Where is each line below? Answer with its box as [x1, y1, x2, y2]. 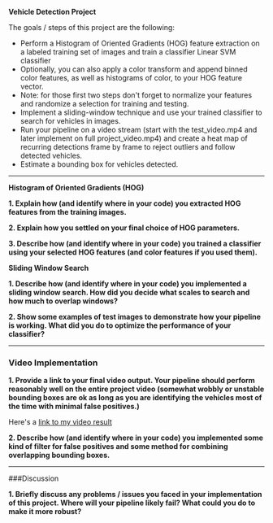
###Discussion [8, 473, 59, 483]
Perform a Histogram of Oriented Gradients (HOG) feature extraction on [19, 38, 260, 48]
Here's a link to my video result [8, 417, 112, 427]
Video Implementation [8, 357, 98, 368]
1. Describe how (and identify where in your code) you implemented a [8, 279, 248, 288]
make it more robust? [8, 507, 82, 516]
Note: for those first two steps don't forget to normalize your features [19, 90, 253, 100]
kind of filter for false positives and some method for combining [8, 442, 228, 451]
